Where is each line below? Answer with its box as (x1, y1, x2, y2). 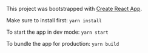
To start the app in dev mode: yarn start (6, 28, 109, 36)
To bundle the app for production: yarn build (6, 40, 119, 47)
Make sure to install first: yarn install (6, 17, 102, 23)
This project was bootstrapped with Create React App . (6, 5, 143, 12)
